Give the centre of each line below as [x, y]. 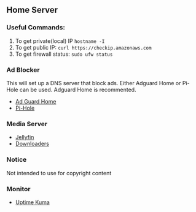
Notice [17, 160]
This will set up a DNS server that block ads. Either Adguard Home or [94, 83]
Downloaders [32, 144]
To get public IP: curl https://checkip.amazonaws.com [83, 47]
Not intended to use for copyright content [59, 173]
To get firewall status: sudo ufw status [64, 54]
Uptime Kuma [33, 202]
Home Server [32, 10]
